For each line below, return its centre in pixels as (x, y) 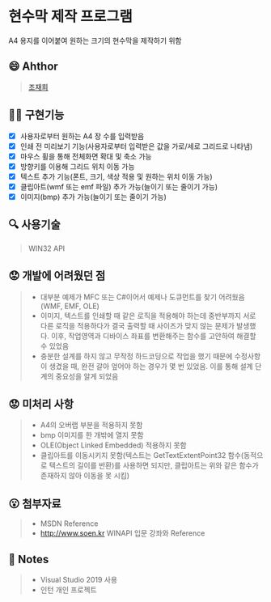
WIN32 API (47, 248)
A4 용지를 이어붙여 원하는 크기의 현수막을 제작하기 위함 (95, 40)
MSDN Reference (69, 524)
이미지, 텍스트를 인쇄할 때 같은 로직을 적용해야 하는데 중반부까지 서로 (148, 316)
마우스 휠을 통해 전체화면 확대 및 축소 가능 (86, 156)
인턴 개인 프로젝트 (68, 590)
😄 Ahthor (33, 67)
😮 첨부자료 (35, 504)
